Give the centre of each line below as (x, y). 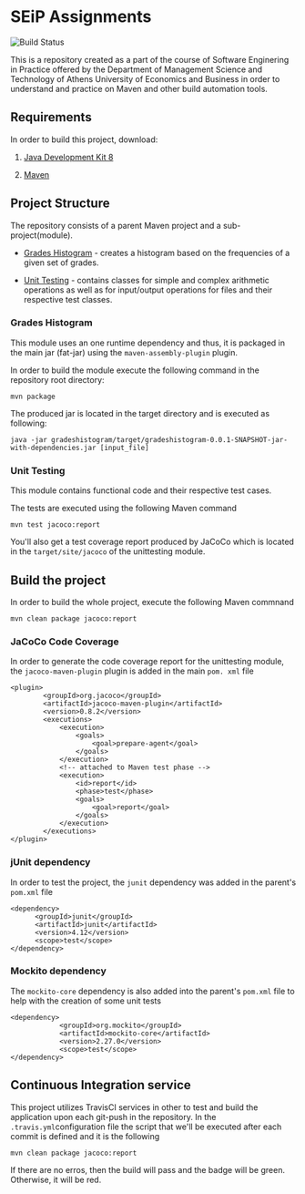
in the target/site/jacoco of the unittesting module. (108, 551)
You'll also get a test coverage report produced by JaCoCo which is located (152, 542)
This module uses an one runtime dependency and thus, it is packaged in (148, 343)
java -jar (29, 439)
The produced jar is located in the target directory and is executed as (140, 413)
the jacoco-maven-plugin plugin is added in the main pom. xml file (132, 671)
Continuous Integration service (101, 1085)
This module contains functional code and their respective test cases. (141, 490)
